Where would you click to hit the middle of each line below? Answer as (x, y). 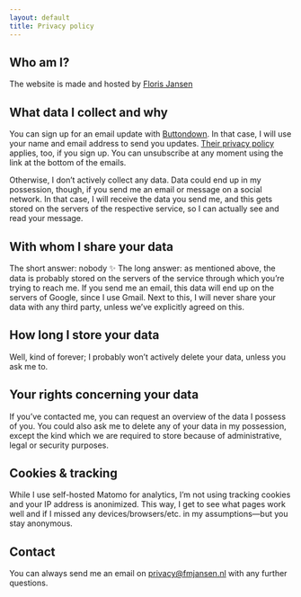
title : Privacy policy (52, 26)
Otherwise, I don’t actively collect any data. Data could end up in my (136, 180)
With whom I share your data (91, 247)
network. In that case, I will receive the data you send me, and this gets (141, 200)
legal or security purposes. (59, 445)
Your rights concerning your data (104, 395)
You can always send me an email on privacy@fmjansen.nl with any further (148, 574)
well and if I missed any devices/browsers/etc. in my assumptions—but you (149, 514)
